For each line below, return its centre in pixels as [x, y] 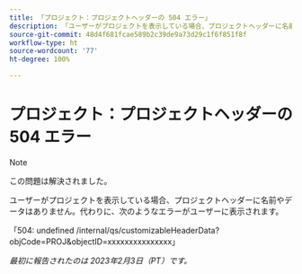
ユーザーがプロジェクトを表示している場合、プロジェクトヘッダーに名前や [147, 199]
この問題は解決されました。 [61, 181]
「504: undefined [42, 230]
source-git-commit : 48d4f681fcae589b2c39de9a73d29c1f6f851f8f [128, 34]
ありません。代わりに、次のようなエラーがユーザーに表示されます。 [158, 211]
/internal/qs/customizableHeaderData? [148, 230]
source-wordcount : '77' [54, 51]
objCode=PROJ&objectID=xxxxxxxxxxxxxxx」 [95, 241]
